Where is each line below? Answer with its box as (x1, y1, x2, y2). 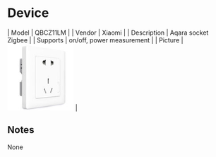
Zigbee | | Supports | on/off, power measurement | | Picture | (7, 35, 184, 44)
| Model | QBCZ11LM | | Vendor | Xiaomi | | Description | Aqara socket (7, 28, 209, 37)
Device (7, 5, 49, 21)
